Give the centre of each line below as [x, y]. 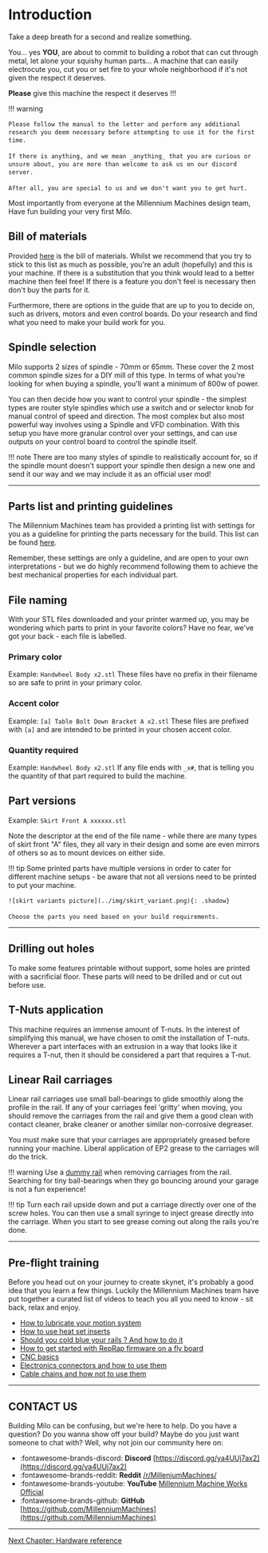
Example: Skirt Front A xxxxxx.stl [67, 820]
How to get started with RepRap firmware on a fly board [111, 1349]
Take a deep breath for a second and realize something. [100, 37]
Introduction [50, 15]
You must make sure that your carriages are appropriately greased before [129, 1140]
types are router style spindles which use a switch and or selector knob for [131, 407]
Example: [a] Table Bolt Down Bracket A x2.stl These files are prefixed [128, 721]
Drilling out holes [51, 949]
